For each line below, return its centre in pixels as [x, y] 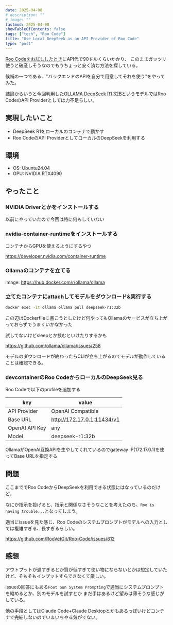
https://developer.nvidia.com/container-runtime [56, 256]
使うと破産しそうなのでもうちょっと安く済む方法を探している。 [73, 65]
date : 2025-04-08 [24, 10]
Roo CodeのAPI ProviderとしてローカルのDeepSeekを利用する [79, 137]
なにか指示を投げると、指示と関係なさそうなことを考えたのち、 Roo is [80, 505]
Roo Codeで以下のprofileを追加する [43, 390]
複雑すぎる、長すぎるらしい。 [46, 528]
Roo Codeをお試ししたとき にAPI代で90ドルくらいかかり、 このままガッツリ [86, 59]
